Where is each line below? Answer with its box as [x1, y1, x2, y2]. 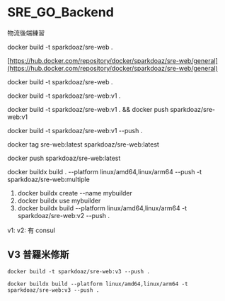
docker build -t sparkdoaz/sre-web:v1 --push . [7, 126, 143, 135]
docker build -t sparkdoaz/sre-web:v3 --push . [7, 268, 151, 275]
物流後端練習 [7, 28, 45, 37]
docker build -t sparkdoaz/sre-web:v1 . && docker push [7, 105, 169, 113]
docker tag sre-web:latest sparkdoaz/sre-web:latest [7, 140, 159, 149]
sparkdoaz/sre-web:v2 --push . [17, 211, 110, 220]
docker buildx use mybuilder [17, 196, 101, 205]
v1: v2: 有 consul [7, 226, 55, 234]
